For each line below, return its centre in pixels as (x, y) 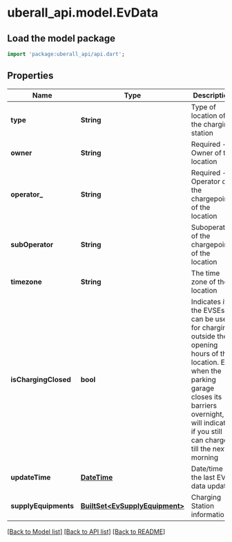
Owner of (206, 152)
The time (205, 273)
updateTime (31, 477)
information (210, 514)
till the (201, 449)
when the (206, 370)
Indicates (206, 301)
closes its (206, 397)
